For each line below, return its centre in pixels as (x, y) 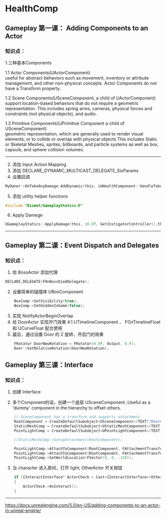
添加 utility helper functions (40, 196)
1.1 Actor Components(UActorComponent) (48, 73)
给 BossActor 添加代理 (35, 272)
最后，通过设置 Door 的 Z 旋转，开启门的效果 (58, 334)
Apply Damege (27, 215)
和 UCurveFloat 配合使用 (37, 328)
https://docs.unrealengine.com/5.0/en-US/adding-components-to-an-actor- (83, 505)
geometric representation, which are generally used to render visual (74, 133)
